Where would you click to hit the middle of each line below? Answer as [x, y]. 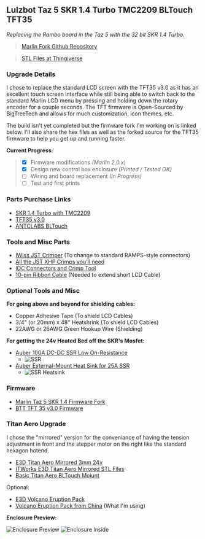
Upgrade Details [31, 74]
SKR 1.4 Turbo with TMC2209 [53, 213]
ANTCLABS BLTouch [41, 226]
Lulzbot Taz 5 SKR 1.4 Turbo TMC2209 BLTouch [100, 10]
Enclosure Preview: [32, 518]
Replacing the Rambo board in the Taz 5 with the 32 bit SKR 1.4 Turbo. [96, 34]
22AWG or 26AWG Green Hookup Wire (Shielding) [79, 329]
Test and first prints [55, 183]
